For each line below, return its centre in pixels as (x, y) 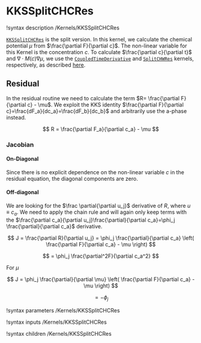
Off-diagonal (22, 192)
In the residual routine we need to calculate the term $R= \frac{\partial (93, 98)
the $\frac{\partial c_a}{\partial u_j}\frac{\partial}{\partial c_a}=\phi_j (91, 220)
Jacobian (20, 144)
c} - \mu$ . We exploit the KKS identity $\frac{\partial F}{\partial (106, 105)
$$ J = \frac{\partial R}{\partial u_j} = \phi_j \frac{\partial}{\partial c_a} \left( (101, 238)
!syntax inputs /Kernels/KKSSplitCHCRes (56, 322)
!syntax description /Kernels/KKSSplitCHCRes (63, 28)
